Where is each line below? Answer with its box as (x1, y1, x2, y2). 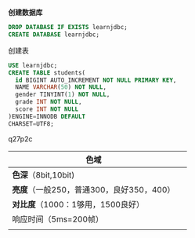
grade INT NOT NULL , (15, 98, 82, 106)
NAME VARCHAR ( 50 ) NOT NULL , (15, 83, 107, 91)
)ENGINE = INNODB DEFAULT (8, 112, 86, 120)
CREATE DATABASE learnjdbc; (8, 31, 100, 38)
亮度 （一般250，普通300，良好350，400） (12, 184, 175, 195)
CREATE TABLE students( (8, 68, 86, 77)
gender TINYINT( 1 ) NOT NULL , (15, 90, 110, 99)
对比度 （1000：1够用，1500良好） (12, 199, 145, 210)
